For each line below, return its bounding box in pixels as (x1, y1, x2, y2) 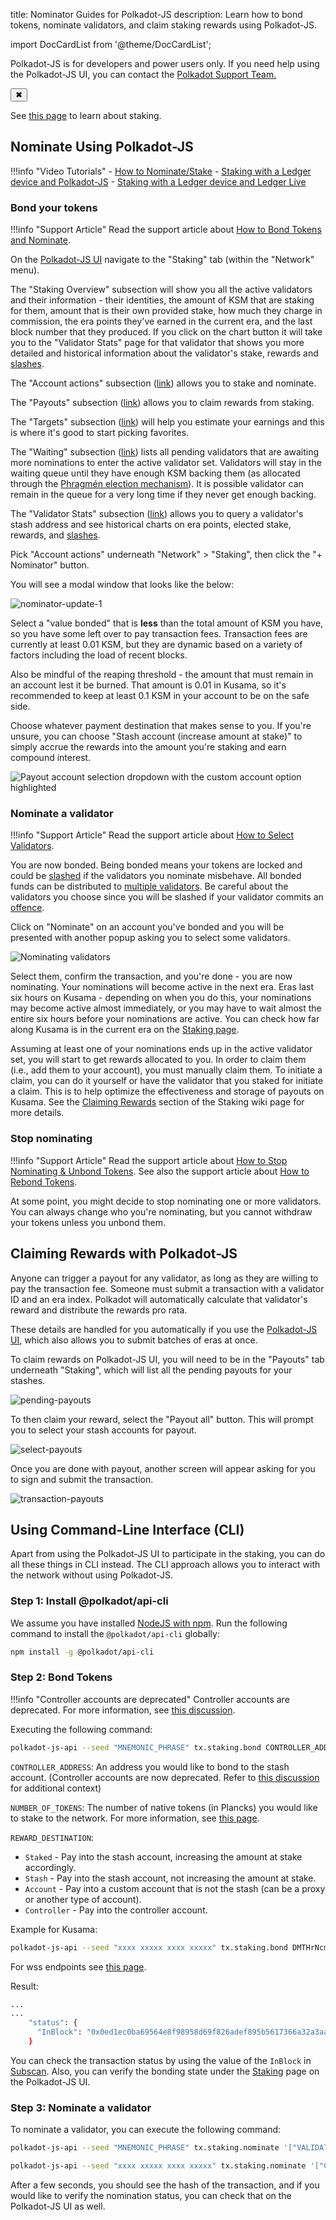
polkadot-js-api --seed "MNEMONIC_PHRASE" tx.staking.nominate (10, 2143, 280, 2153)
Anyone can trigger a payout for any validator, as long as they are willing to (10, 1272, 319, 1284)
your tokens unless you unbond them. (10, 1216, 167, 1228)
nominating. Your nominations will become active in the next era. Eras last (10, 981, 315, 993)
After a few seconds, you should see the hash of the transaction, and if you (10, 2179, 320, 2191)
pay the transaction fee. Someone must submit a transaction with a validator (10, 1282, 325, 1294)
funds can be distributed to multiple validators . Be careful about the (10, 880, 289, 893)
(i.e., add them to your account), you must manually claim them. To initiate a (10, 1064, 323, 1076)
